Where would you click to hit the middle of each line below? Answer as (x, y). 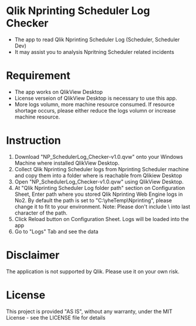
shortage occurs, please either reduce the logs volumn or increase (95, 110)
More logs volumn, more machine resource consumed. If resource (94, 104)
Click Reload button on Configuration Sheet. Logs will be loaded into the (102, 219)
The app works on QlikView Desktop (59, 91)
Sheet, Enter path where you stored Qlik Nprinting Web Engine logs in (99, 194)
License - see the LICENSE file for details (56, 317)
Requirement (38, 76)
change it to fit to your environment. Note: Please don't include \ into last (102, 206)
